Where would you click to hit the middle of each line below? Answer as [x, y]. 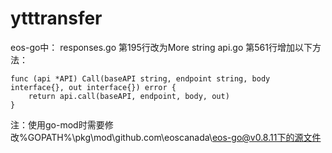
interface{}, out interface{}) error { [93, 87]
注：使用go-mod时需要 [57, 124]
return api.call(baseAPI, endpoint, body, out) [129, 96]
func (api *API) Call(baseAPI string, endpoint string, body [140, 78]
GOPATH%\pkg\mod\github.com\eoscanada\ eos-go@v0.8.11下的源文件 [174, 137]
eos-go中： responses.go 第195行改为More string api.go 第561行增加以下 [161, 47]
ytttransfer [56, 18]
